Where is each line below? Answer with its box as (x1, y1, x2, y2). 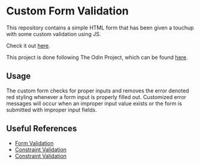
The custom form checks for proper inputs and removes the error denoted (6, 87, 190, 94)
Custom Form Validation (6, 4, 129, 18)
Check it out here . (6, 42, 51, 49)
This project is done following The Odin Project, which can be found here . (6, 53, 188, 61)
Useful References (6, 124, 77, 134)
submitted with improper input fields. (6, 106, 97, 113)
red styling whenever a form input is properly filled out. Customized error (6, 93, 187, 100)
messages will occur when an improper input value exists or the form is (6, 100, 183, 107)
